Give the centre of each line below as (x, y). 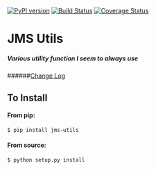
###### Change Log (36, 76)
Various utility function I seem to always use (73, 58)
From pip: (21, 115)
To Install (27, 97)
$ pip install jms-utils (43, 130)
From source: (27, 145)
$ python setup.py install (46, 160)
